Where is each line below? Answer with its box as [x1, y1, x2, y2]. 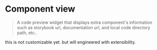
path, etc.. [16, 30, 37, 35]
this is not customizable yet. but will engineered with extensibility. [5, 39, 136, 45]
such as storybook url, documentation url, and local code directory [16, 24, 150, 30]
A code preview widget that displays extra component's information [16, 19, 153, 25]
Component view [5, 3, 76, 15]
